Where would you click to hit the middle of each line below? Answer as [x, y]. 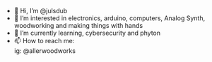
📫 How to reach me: [44, 41]
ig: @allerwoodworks [45, 51]
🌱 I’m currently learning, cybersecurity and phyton [87, 33]
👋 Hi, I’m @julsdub [41, 11]
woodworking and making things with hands [78, 25]
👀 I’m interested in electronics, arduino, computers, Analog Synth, [110, 18]
